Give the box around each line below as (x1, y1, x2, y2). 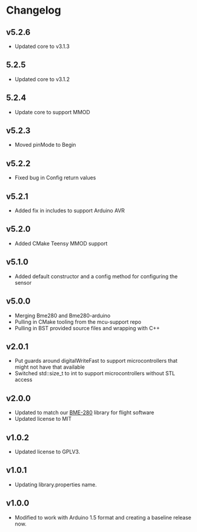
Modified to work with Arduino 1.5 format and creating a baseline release (14, 514, 192, 521)
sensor (14, 279, 32, 286)
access (14, 376, 32, 383)
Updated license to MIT (14, 415, 72, 423)
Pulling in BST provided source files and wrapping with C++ (14, 324, 160, 331)
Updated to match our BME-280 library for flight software (14, 409, 155, 416)
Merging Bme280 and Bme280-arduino (14, 312, 111, 319)
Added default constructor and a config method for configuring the (14, 273, 178, 280)
